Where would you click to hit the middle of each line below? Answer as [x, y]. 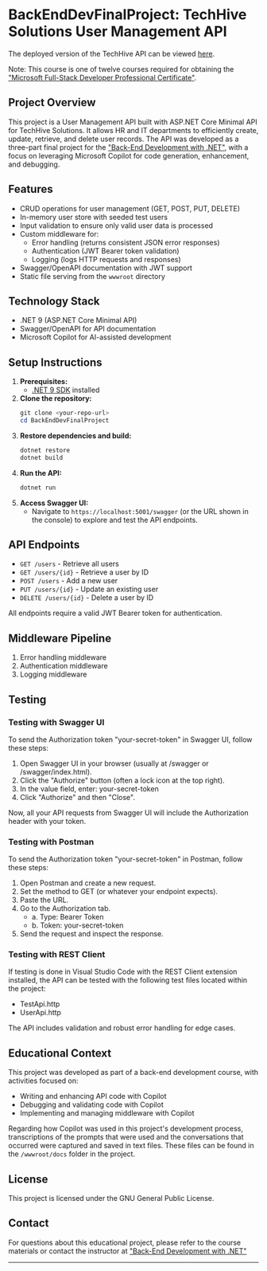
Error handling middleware [63, 657]
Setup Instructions [55, 362]
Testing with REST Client [57, 955]
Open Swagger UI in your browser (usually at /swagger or [114, 763]
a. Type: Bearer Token [68, 917]
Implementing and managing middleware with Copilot [107, 1113]
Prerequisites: [44, 382]
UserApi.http [41, 1013]
